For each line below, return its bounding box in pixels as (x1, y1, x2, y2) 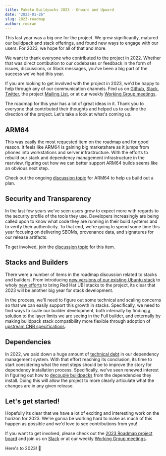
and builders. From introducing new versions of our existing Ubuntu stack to (5, 276, 161, 282)
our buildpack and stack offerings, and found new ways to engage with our (5, 40, 159, 46)
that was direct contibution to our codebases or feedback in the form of (5, 60, 152, 66)
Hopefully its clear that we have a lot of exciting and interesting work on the (5, 410, 160, 416)
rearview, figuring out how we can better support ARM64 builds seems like (5, 160, 158, 166)
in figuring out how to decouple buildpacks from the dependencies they (5, 372, 152, 378)
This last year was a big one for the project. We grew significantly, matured (5, 35, 159, 41)
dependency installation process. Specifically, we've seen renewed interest (5, 366, 159, 373)
